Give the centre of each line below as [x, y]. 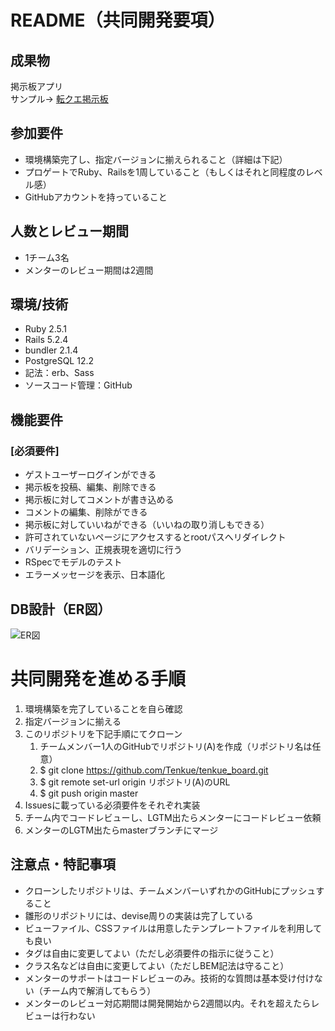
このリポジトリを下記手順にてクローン [103, 733]
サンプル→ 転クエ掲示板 [59, 99]
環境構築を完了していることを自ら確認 [103, 708]
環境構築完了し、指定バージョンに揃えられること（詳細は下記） [156, 159]
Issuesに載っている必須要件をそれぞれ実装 [112, 805]
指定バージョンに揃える [73, 721]
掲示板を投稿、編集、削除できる [90, 487]
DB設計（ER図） [61, 609]
